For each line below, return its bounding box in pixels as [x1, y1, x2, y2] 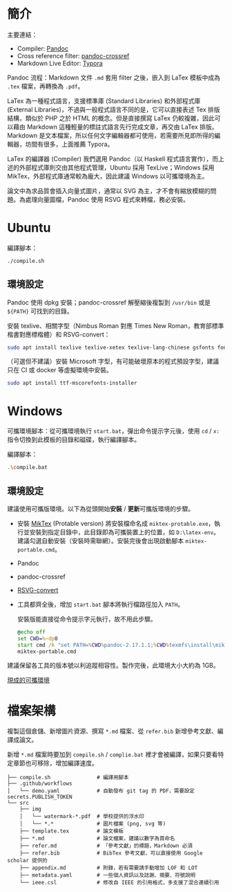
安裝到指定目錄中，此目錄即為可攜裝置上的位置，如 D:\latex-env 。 [29, 527, 220, 536]
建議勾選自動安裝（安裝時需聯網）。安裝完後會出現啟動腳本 [17, 536, 184, 545]
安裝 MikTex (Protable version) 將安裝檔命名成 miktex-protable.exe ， [17, 519, 215, 527]
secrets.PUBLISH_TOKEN [7, 794, 72, 801]
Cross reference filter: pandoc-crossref [17, 51, 130, 60]
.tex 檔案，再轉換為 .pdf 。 [7, 82, 84, 90]
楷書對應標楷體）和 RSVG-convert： [7, 330, 110, 338]
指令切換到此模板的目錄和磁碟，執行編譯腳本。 [7, 435, 140, 444]
